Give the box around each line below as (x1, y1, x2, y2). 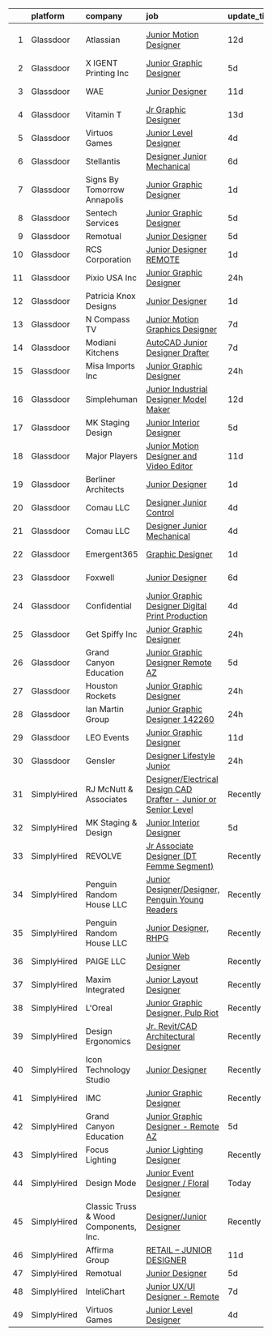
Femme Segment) (146, 860, 215, 872)
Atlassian (85, 34, 121, 45)
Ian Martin (85, 704, 124, 715)
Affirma (85, 1244, 114, 1255)
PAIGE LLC (85, 956, 126, 967)
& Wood (85, 1211, 116, 1222)
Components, (85, 1221, 138, 1232)
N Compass (85, 314, 130, 325)
